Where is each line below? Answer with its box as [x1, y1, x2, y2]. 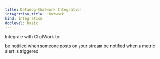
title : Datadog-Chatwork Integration [5, 7, 82, 12]
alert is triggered [5, 48, 39, 54]
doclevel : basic [5, 20, 38, 26]
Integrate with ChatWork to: [5, 34, 60, 40]
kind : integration [5, 16, 42, 21]
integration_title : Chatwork [5, 12, 64, 16]
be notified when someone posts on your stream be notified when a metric [5, 43, 155, 49]
